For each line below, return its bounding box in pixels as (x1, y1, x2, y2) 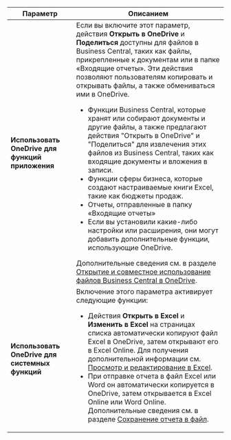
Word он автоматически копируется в (87, 380, 214, 389)
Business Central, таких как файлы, (76, 46, 192, 56)
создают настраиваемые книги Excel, (87, 183, 214, 192)
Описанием (128, 9, 168, 18)
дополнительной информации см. (87, 354, 201, 363)
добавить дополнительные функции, (87, 234, 210, 243)
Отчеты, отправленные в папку (87, 200, 192, 209)
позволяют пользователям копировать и (76, 72, 213, 81)
